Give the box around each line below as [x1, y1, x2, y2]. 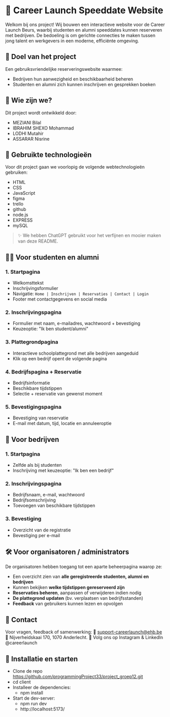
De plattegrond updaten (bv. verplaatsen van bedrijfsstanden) [12, 595, 144, 601]
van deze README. [17, 238, 58, 244]
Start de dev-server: [12, 695, 55, 701]
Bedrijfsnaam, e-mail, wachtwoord [12, 492, 85, 498]
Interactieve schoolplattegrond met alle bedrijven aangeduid [12, 350, 139, 356]
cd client [12, 679, 31, 685]
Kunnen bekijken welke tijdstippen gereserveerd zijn [12, 585, 125, 591]
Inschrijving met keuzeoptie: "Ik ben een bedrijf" [12, 467, 114, 473]
